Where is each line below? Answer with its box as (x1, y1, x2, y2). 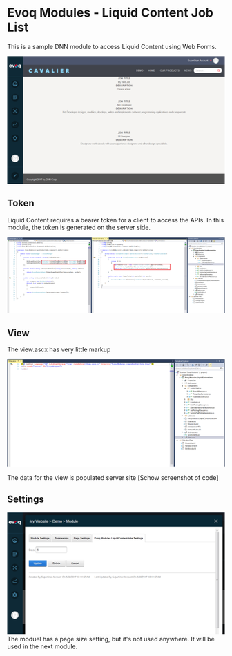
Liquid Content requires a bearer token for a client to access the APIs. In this (7, 215, 224, 224)
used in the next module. (7, 642, 78, 650)
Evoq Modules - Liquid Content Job (7, 5, 214, 21)
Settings (7, 494, 45, 505)
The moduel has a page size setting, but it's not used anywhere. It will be (7, 635, 215, 643)
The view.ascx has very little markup (7, 345, 111, 354)
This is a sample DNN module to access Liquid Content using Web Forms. (7, 42, 217, 50)
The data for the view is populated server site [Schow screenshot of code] (7, 473, 219, 481)
